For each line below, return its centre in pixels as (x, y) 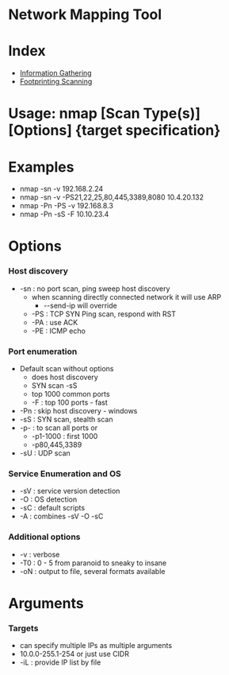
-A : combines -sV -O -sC (61, 516)
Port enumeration (43, 351)
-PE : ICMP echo (58, 331)
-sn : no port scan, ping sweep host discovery (95, 289)
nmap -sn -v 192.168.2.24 (61, 189)
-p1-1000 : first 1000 (65, 436)
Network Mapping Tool (85, 15)
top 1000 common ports (71, 394)
